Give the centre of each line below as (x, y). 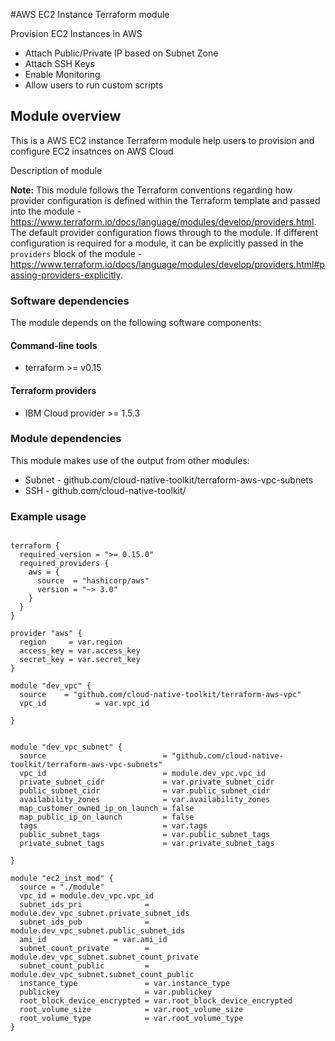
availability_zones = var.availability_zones (145, 800)
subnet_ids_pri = (84, 905)
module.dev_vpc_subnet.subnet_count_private (104, 957)
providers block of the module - (76, 253)
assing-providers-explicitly (65, 275)
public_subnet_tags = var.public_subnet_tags (145, 835)
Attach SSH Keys (59, 63)
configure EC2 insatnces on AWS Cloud (92, 151)
